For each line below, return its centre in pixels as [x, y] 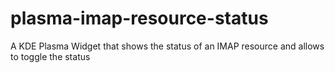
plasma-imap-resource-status [139, 18]
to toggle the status [50, 56]
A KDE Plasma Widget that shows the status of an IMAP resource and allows [167, 46]
